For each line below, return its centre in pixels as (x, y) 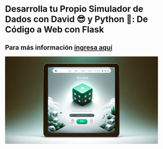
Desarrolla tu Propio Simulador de (74, 9)
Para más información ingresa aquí (59, 47)
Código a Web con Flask (55, 30)
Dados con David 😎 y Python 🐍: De (77, 19)
